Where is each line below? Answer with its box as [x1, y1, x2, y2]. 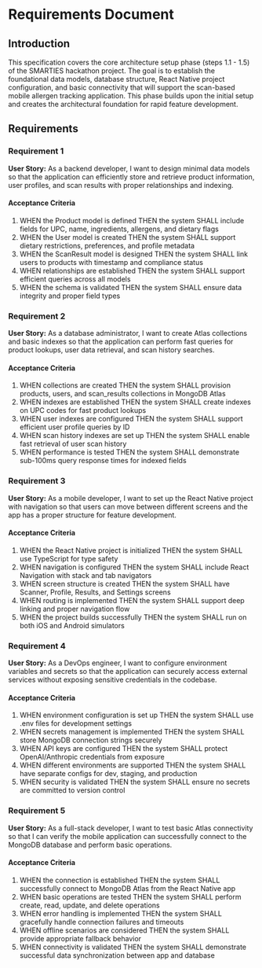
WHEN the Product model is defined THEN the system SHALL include [19, 215, 245, 225]
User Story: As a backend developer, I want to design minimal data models [8, 164, 250, 173]
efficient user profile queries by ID [19, 422, 130, 432]
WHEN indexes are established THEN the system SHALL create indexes [19, 397, 251, 407]
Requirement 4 [8, 640, 67, 651]
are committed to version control [19, 786, 126, 795]
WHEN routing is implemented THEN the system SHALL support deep [19, 595, 245, 605]
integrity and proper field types [19, 291, 121, 300]
